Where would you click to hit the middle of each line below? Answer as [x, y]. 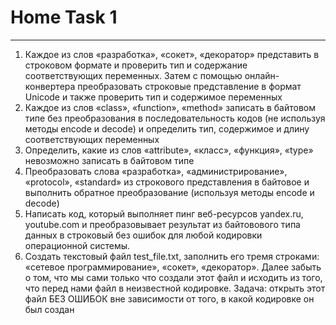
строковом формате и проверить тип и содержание [136, 65]
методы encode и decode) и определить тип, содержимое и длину [167, 128]
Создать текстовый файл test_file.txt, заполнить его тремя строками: [172, 256]
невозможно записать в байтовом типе [109, 160]
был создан [49, 309]
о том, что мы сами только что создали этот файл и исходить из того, [173, 277]
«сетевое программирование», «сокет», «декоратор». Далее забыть [173, 267]
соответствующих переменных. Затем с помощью [133, 75]
